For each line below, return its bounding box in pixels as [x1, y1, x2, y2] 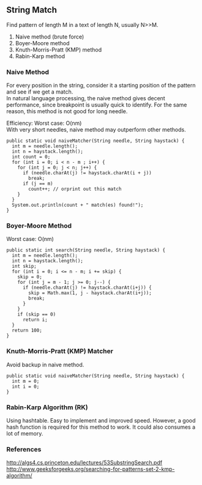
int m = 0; [12, 378, 40, 384]
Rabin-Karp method [15, 52, 65, 60]
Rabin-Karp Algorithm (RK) [6, 403, 89, 412]
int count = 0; [12, 154, 51, 160]
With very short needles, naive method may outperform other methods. [6, 126, 186, 133]
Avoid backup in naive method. [6, 361, 84, 368]
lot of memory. [6, 430, 43, 437]
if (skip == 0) [17, 311, 56, 317]
